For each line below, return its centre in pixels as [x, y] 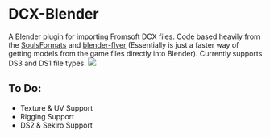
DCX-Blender [54, 14]
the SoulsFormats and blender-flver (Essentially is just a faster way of [124, 44]
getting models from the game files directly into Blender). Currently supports [135, 53]
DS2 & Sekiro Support [56, 125]
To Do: [25, 88]
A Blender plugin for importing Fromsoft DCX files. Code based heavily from [134, 36]
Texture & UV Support [56, 108]
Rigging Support [47, 116]
